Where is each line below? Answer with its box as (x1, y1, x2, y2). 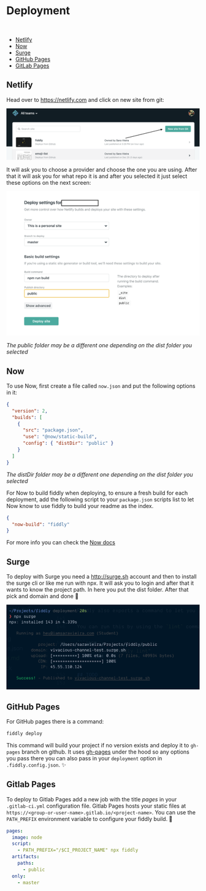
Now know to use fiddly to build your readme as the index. (6, 502, 154, 509)
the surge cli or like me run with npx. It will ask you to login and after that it (6, 579, 194, 587)
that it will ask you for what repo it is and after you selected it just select (6, 172, 188, 180)
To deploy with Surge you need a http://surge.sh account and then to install (6, 573, 197, 580)
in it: (6, 388, 17, 396)
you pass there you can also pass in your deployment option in (6, 754, 162, 762)
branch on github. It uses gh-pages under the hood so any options (21, 748, 190, 755)
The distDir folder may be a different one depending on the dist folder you (6, 471, 193, 478)
